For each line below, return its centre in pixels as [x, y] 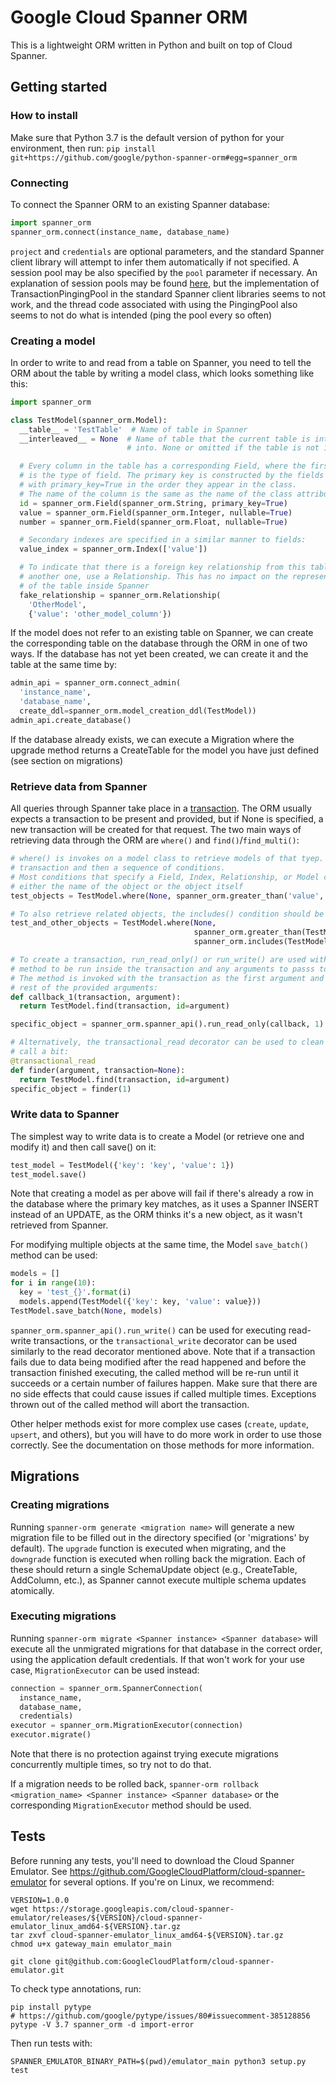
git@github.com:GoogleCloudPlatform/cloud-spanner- [164, 1961]
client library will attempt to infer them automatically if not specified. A [155, 262]
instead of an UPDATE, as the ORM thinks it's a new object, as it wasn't [156, 1215]
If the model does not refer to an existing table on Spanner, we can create [162, 633]
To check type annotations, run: [76, 1988]
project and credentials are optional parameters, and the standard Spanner [167, 251]
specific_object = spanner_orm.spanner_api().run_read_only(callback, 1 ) [167, 1024]
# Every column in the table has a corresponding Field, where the [163, 466]
